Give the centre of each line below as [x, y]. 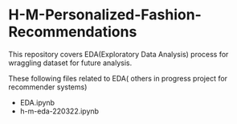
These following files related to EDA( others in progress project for [118, 78]
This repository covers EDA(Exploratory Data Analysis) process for [118, 54]
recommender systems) [48, 87]
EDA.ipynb [37, 102]
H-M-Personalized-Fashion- [105, 15]
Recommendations [73, 32]
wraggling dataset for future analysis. [70, 63]
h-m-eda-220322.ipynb [59, 111]
